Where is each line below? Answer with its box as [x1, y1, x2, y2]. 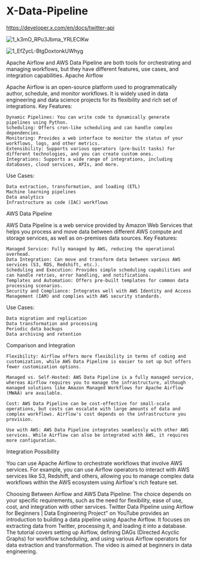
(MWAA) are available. [6, 390, 63, 396]
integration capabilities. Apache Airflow [6, 71, 104, 79]
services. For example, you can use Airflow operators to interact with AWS [6, 465, 190, 473]
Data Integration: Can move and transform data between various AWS [6, 256, 181, 262]
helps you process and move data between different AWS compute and [6, 228, 183, 235]
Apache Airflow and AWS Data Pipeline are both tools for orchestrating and [6, 59, 192, 66]
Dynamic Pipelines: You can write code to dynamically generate [6, 114, 170, 120]
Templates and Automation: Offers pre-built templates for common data [6, 277, 189, 284]
